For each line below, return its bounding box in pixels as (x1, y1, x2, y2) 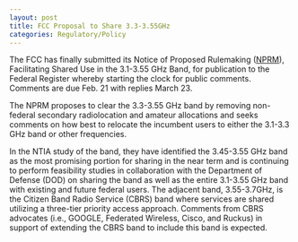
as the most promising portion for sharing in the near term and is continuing (9, 156, 289, 167)
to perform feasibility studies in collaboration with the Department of (9, 165, 263, 176)
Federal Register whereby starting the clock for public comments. (9, 73, 251, 84)
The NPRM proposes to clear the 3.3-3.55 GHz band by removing (9, 100, 251, 111)
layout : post (9, 13, 58, 22)
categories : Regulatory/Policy (9, 30, 127, 39)
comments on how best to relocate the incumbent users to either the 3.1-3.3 (9, 119, 290, 130)
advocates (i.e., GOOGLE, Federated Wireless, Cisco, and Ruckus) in (9, 212, 263, 224)
